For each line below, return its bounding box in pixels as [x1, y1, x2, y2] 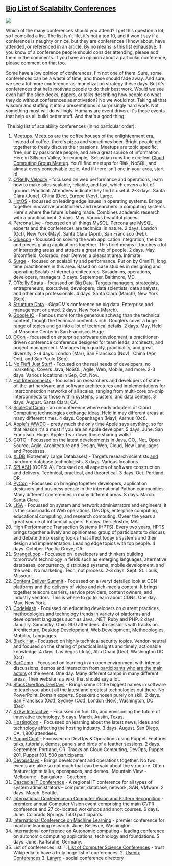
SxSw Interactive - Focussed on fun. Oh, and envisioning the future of [13, 708, 160, 714]
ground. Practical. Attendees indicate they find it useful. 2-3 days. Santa [13, 187, 165, 193]
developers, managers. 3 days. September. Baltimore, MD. [13, 274, 136, 280]
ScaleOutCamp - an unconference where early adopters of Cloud [13, 404, 151, 410]
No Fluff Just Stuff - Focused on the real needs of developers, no [13, 361, 151, 367]
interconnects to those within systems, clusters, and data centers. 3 [13, 393, 156, 400]
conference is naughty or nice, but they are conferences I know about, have [6, 38, 165, 44]
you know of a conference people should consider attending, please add [6, 49, 159, 55]
